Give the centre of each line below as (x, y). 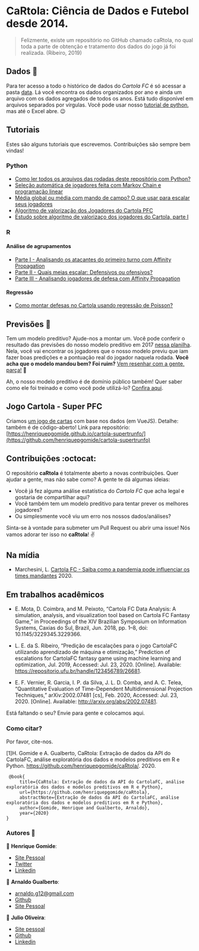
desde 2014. (37, 24)
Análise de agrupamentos (39, 246)
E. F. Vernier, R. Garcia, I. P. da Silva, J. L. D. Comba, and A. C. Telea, (99, 683)
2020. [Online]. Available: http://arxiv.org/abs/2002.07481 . (86, 702)
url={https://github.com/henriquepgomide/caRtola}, (85, 792)
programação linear (39, 191)
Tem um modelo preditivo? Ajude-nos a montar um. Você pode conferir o (96, 338)
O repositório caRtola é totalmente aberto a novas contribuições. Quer (92, 473)
